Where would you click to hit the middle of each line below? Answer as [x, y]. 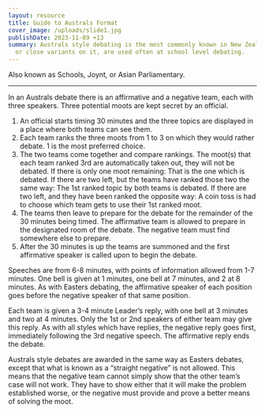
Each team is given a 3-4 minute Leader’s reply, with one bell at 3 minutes [128, 311]
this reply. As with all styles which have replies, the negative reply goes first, [132, 327]
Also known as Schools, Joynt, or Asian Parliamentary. [97, 75]
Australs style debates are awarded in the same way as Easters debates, [126, 359]
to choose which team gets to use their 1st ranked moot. [111, 205]
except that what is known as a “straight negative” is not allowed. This [122, 368]
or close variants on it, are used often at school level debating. [130, 52]
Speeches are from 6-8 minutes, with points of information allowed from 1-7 [131, 270]
